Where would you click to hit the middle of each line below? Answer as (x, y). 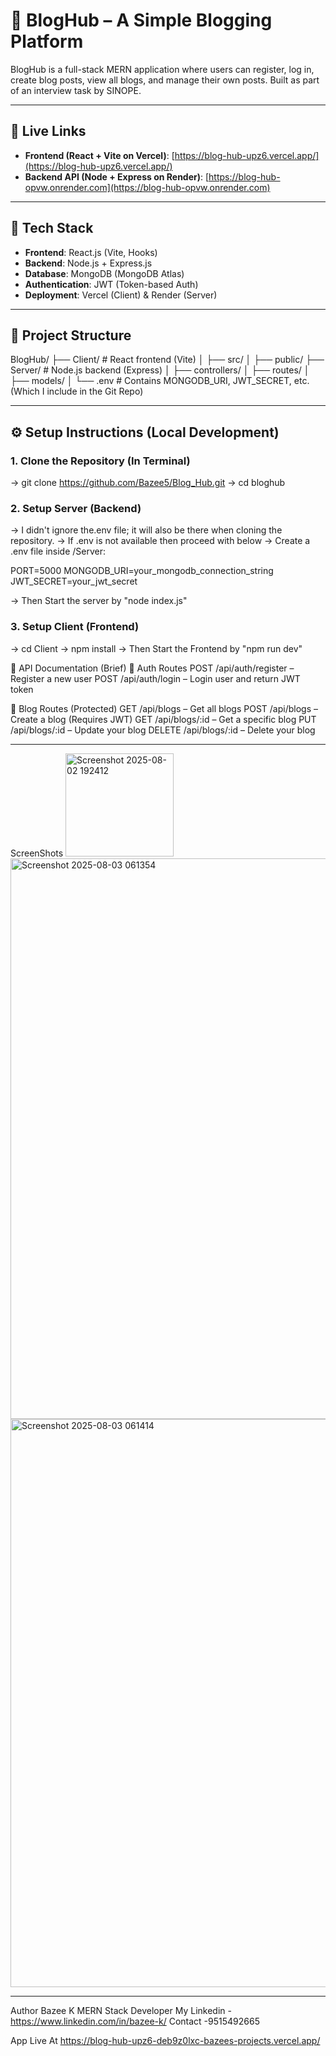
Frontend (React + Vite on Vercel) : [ (99, 155)
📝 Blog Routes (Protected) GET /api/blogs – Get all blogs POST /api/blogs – (164, 708)
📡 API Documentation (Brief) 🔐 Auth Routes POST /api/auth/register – (152, 668)
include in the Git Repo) (95, 391)
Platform (47, 41)
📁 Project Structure (71, 335)
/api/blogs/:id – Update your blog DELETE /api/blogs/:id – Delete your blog (163, 730)
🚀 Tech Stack (52, 228)
